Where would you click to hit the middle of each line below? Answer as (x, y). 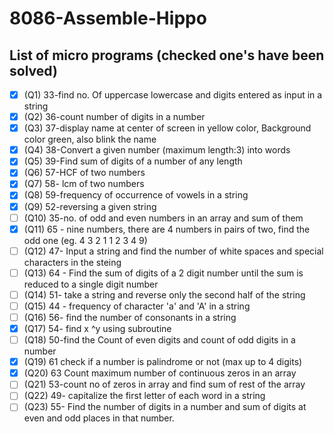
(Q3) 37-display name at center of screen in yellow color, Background (167, 128)
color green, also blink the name (90, 139)
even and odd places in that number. (99, 418)
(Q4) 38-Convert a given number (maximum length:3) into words (157, 150)
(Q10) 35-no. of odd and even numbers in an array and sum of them (163, 218)
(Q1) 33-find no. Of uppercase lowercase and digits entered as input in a (173, 95)
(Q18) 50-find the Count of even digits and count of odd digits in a (159, 340)
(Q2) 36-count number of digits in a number (114, 117)
